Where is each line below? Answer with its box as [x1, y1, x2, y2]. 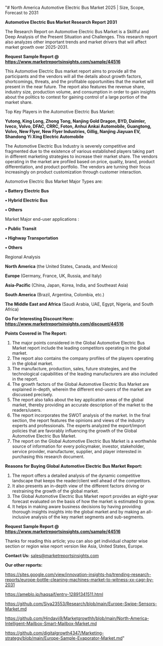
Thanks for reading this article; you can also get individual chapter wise [5, 538, 148, 544]
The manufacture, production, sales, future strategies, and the [12, 366, 137, 371]
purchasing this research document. [12, 454, 85, 459]
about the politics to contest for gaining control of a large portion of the [5, 94, 147, 100]
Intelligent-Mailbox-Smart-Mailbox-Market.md [5, 621, 97, 626]
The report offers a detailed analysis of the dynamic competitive [12, 473, 141, 478]
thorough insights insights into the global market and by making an [12, 509, 146, 514]
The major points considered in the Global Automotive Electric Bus [12, 340, 145, 345]
